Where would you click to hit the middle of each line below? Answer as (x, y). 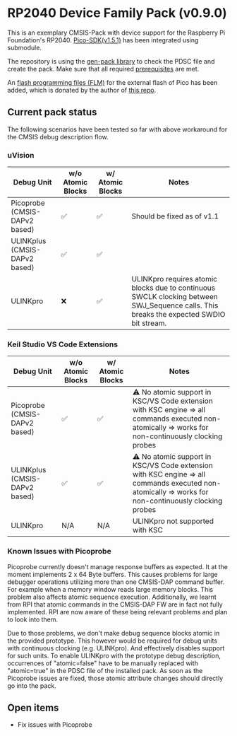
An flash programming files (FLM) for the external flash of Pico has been (113, 82)
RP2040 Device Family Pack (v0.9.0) (117, 13)
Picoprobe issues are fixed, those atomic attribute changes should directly (115, 678)
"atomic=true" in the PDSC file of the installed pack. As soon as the (105, 670)
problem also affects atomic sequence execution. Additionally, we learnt (112, 597)
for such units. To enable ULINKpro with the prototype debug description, (114, 655)
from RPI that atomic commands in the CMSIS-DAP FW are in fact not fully (115, 604)
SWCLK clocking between (175, 297)
